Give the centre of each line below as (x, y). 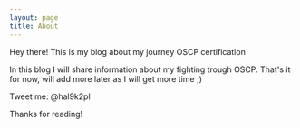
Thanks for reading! (46, 114)
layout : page (34, 18)
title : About (34, 26)
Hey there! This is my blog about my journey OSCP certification (128, 51)
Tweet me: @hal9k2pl (50, 96)
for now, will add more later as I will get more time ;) (106, 78)
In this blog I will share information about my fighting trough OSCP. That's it (150, 69)
